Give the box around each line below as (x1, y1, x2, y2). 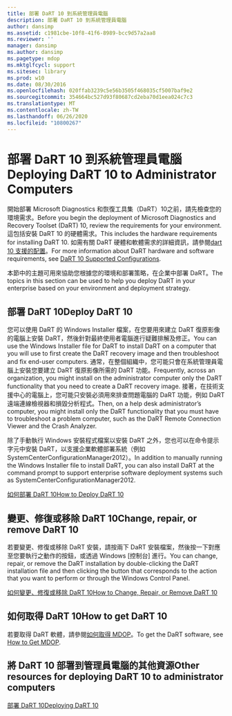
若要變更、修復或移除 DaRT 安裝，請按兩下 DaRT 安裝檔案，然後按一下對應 (7, 543, 221, 551)
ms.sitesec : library (7, 68, 67, 75)
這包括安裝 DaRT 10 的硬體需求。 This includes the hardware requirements (7, 230, 217, 238)
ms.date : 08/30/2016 (7, 81, 67, 88)
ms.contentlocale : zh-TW (7, 107, 79, 113)
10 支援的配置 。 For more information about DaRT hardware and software (7, 247, 214, 255)
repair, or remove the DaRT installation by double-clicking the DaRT (7, 560, 199, 568)
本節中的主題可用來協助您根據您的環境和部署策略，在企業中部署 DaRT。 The (7, 269, 223, 277)
